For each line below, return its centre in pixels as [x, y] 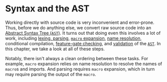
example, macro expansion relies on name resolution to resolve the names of [84, 64]
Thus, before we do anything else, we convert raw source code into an [78, 27]
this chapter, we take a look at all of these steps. [55, 49]
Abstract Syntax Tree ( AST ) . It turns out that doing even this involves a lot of [83, 33]
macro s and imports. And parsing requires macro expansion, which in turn [80, 69]
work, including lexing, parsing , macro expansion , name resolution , [73, 38]
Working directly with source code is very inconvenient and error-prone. [80, 22]
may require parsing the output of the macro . [51, 74]
